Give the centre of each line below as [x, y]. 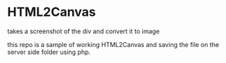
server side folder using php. [49, 52]
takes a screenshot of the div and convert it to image [84, 31]
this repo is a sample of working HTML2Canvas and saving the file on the [113, 44]
